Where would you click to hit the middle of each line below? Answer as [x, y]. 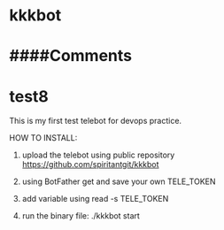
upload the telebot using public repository [98, 155]
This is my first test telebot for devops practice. [96, 121]
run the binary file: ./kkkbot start [81, 216]
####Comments [71, 56]
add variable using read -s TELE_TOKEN [95, 199]
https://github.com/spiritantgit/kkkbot [90, 165]
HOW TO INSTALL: [43, 138]
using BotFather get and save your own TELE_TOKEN [119, 181]
